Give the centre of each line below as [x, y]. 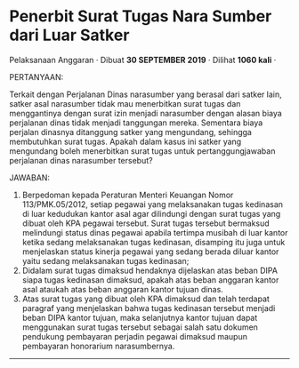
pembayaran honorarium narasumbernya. [98, 346]
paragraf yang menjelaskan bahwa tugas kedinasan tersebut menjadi [149, 308]
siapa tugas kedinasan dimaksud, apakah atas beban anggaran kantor [150, 280]
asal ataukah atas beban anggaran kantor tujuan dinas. [123, 289]
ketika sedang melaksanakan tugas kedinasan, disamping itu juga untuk [154, 242]
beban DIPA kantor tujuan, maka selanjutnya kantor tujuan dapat [140, 317]
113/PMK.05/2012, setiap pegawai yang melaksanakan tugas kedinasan [152, 204]
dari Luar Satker [69, 35]
